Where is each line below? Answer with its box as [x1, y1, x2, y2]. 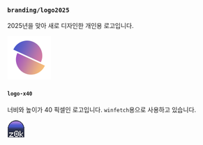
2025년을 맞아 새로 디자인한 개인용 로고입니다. [7, 22, 134, 30]
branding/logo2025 [7, 6, 70, 14]
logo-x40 [7, 90, 33, 97]
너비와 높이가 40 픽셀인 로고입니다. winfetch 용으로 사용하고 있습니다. [7, 105, 197, 114]
